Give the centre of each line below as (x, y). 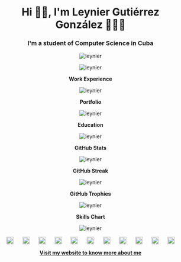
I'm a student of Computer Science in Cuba (90, 43)
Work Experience (90, 79)
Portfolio (90, 102)
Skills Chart (90, 217)
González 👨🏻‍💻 (90, 25)
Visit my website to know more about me (90, 253)
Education (90, 125)
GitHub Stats (90, 148)
